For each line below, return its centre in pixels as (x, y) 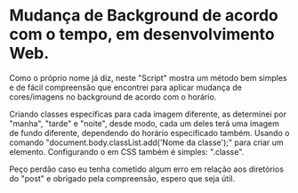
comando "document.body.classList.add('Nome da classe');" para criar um (146, 142)
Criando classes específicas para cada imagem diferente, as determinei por (148, 114)
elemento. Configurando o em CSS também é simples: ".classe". (127, 151)
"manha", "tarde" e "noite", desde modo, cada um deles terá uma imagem (145, 123)
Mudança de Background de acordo (144, 16)
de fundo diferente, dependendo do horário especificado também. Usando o (149, 133)
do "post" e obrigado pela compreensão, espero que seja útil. (122, 178)
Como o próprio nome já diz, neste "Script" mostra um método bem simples (148, 77)
